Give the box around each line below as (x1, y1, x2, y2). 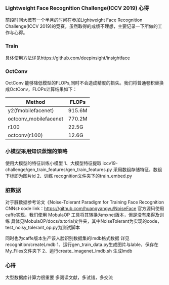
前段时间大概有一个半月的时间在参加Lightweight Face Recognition (5, 17, 143, 23)
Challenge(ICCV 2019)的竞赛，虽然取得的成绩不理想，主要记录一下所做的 (5, 23, 158, 29)
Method (26, 98, 46, 105)
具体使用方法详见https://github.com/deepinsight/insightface (5, 55, 130, 61)
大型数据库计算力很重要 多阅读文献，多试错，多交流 (5, 274, 113, 280)
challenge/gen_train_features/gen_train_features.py (5, 167, 112, 173)
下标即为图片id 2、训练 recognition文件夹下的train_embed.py (5, 173, 133, 179)
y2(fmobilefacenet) (8, 107, 54, 114)
